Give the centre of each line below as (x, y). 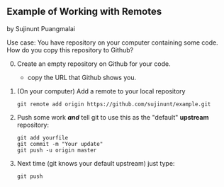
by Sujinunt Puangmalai (41, 28)
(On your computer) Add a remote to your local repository (101, 91)
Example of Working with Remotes (84, 12)
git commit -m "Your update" (60, 144)
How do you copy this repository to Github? (70, 50)
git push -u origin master (57, 150)
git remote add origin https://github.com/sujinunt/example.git (114, 104)
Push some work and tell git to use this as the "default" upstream (113, 117)
